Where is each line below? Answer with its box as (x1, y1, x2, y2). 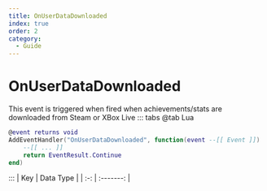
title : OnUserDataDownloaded (8, 11, 107, 20)
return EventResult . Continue (23, 151, 122, 159)
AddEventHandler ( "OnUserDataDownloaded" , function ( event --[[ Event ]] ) (8, 136, 260, 144)
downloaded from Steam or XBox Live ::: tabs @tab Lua (8, 113, 195, 123)
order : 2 (8, 27, 38, 35)
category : (8, 34, 42, 43)
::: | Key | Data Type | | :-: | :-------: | (8, 173, 130, 183)
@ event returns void (8, 128, 79, 137)
